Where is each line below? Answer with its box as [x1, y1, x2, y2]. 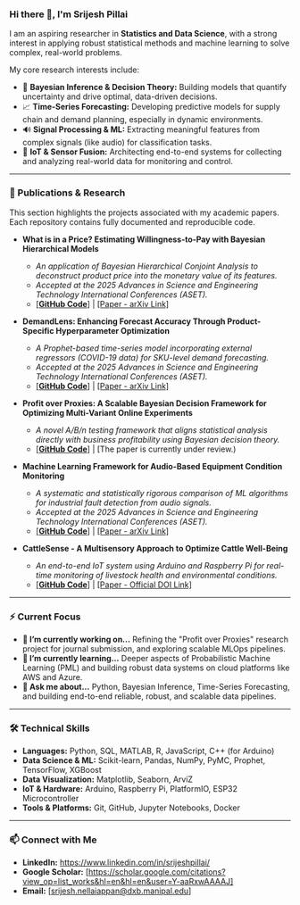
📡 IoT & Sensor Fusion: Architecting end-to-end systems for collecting [21, 146, 283, 157]
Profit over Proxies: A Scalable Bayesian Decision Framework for [21, 397, 267, 409]
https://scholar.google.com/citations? [87, 867, 226, 877]
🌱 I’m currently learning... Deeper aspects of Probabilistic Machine [21, 652, 271, 663]
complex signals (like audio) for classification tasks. [21, 137, 212, 148]
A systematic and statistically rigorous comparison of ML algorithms [35, 487, 288, 498]
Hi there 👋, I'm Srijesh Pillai [9, 8, 128, 21]
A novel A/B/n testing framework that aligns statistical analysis [35, 424, 268, 436]
